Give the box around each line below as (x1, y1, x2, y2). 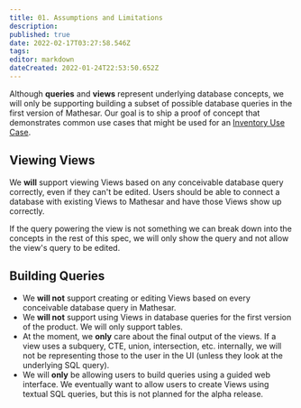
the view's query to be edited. (9, 242, 121, 253)
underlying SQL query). (22, 359, 110, 370)
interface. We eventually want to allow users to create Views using (22, 378, 269, 389)
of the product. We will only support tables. (22, 321, 183, 332)
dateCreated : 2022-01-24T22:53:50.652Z (9, 64, 160, 73)
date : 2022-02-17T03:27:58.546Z (9, 38, 131, 48)
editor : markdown (9, 55, 75, 64)
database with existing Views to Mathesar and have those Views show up (9, 196, 282, 207)
